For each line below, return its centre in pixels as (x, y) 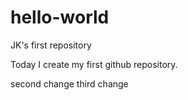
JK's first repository (51, 45)
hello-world (60, 17)
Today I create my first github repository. (94, 64)
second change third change (69, 83)
